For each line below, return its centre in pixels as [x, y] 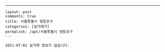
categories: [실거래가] [27, 27]
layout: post [18, 12]
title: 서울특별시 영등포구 [29, 21]
